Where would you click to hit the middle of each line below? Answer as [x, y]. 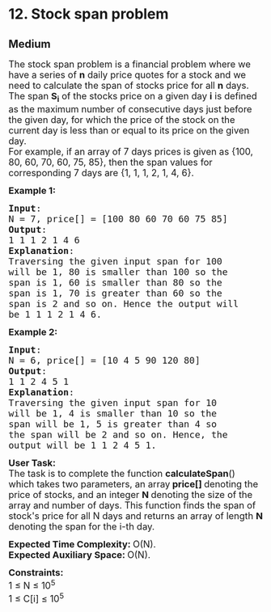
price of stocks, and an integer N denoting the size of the [131, 494]
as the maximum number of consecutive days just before [130, 109]
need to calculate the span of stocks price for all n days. [129, 86]
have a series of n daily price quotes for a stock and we [127, 75]
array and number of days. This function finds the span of [132, 505]
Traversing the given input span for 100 [115, 261]
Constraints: [36, 572]
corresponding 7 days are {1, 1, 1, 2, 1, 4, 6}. [101, 173]
